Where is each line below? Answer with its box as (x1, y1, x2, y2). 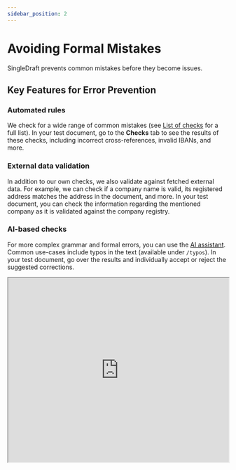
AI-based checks (7, 224, 67, 234)
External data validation (7, 161, 90, 171)
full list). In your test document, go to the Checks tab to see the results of (7, 129, 219, 137)
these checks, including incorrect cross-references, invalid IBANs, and (7, 136, 211, 145)
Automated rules (7, 105, 66, 115)
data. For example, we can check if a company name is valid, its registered (7, 184, 223, 193)
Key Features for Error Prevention (7, 84, 156, 96)
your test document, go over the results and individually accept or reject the (7, 255, 226, 263)
